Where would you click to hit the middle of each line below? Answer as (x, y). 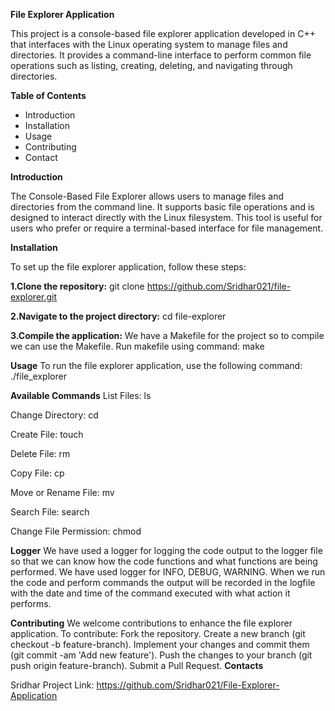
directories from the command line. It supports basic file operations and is (162, 207)
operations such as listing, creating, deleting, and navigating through (151, 65)
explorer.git (34, 297)
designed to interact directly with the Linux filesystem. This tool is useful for (166, 217)
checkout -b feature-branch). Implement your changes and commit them (160, 644)
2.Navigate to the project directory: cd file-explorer (118, 316)
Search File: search (50, 512)
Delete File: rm (40, 453)
